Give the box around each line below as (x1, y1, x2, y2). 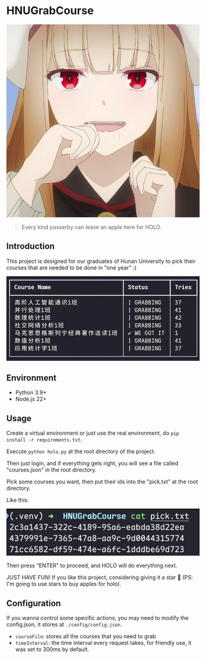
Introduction (6, 241, 55, 252)
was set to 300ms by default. (15, 646, 90, 653)
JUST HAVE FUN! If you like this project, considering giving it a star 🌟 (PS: (6, 574, 193, 581)
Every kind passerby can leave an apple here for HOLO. (21, 223, 162, 230)
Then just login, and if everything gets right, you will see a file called (6, 460, 179, 467)
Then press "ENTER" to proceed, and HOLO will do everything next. (6, 562, 178, 570)
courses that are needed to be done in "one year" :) (6, 264, 137, 271)
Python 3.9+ (15, 389, 47, 396)
